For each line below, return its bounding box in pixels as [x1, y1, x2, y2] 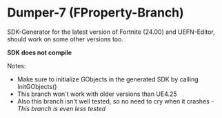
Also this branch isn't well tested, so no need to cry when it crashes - [17, 97, 214, 105]
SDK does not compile [7, 48, 72, 57]
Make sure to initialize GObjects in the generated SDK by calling [17, 75, 199, 83]
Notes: [7, 61, 26, 70]
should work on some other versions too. [7, 35, 124, 43]
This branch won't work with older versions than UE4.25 [17, 90, 177, 98]
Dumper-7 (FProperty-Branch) [7, 5, 184, 21]
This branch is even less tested [17, 104, 106, 112]
